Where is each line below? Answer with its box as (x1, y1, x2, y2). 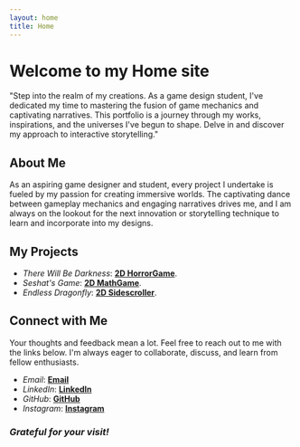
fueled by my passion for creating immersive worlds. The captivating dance (9, 189, 291, 200)
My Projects (9, 243, 79, 259)
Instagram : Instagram (22, 403, 105, 414)
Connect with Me (9, 313, 108, 328)
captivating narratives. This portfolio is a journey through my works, (9, 109, 262, 120)
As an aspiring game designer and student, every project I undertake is (9, 179, 274, 190)
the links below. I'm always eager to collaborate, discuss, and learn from (9, 347, 278, 357)
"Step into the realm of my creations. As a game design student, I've (9, 90, 264, 101)
